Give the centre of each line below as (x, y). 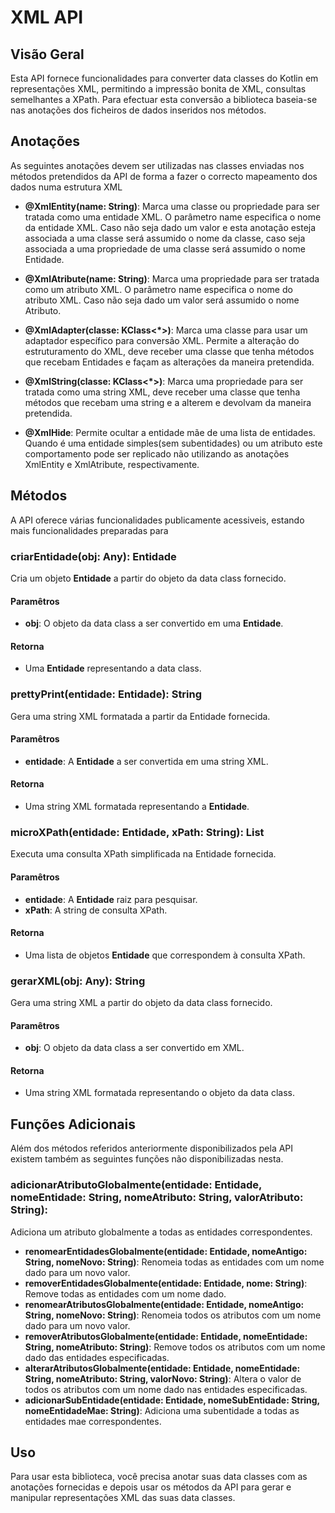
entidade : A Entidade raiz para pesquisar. (111, 899)
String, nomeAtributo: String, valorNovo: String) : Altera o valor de (163, 1378)
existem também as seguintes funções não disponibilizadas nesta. (147, 1159)
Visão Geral (47, 54)
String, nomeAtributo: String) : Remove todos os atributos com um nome (175, 1347)
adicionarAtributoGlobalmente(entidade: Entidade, (136, 1185)
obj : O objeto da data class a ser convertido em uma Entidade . (154, 623)
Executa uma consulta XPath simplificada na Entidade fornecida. (143, 854)
